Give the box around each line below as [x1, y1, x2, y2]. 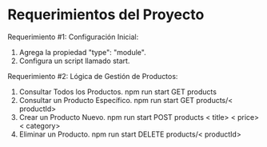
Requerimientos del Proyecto [7, 6, 205, 24]
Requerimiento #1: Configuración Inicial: [7, 32, 139, 42]
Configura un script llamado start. [18, 56, 130, 66]
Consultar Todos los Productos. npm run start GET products [18, 86, 217, 97]
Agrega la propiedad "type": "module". [18, 47, 146, 57]
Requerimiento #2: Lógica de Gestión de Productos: [7, 71, 178, 81]
